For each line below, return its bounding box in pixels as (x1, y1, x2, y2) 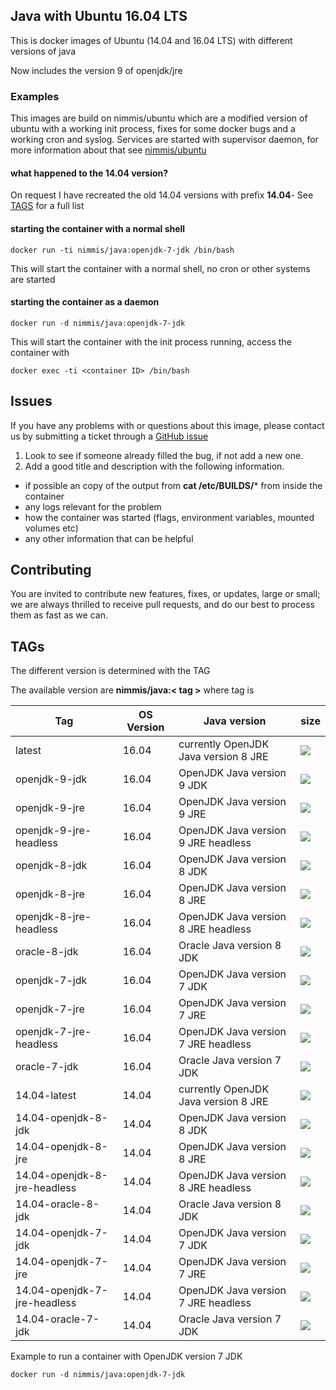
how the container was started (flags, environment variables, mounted (24, 511, 315, 523)
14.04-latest (15, 1089, 77, 1103)
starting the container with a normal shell (10, 222, 186, 234)
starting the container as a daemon (10, 296, 160, 308)
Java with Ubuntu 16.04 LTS (10, 8, 188, 25)
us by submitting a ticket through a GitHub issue (10, 430, 209, 442)
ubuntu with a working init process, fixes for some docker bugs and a (10, 123, 296, 135)
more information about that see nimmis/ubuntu (10, 144, 207, 156)
